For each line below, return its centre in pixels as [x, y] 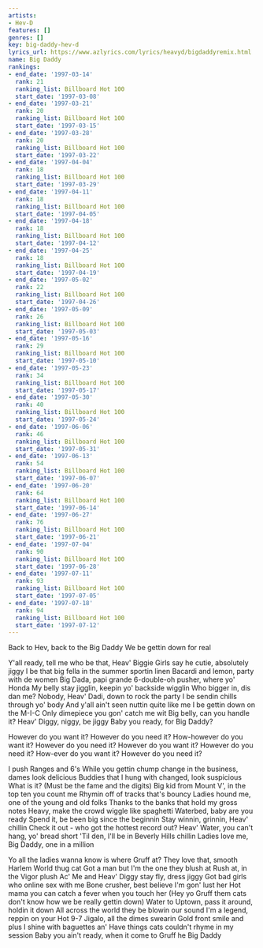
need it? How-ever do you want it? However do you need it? [105, 754]
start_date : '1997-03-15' [58, 126]
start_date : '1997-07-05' [58, 596]
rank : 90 [30, 551]
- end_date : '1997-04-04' [50, 163]
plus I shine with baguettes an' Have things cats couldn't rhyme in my [121, 927]
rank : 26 [30, 317]
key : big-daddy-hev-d [44, 45]
